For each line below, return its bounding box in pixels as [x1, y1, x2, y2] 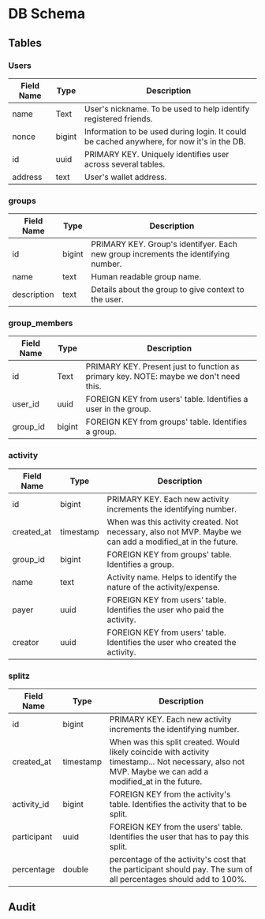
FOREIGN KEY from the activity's [109, 789, 231, 800]
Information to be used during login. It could [84, 126, 247, 137]
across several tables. [84, 159, 166, 170]
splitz [8, 670, 30, 681]
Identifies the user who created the [106, 636, 237, 647]
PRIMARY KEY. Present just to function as [85, 361, 240, 372]
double [62, 864, 89, 875]
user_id [12, 399, 39, 410]
